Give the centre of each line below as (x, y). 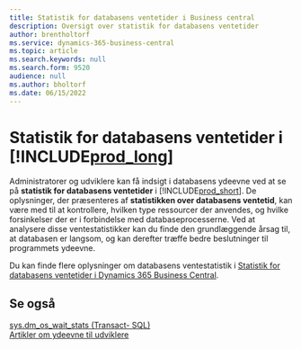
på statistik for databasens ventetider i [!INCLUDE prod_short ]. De (133, 191)
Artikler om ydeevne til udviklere (69, 335)
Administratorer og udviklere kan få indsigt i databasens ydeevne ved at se (148, 182)
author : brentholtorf (50, 34)
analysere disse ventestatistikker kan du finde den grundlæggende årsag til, (150, 229)
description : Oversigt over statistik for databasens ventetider (134, 26)
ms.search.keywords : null (58, 59)
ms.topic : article (44, 51)
